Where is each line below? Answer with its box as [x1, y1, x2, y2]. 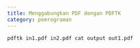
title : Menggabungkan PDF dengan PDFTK [7, 9, 121, 17]
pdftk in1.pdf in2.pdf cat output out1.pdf [7, 34, 134, 41]
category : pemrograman [7, 16, 72, 23]
